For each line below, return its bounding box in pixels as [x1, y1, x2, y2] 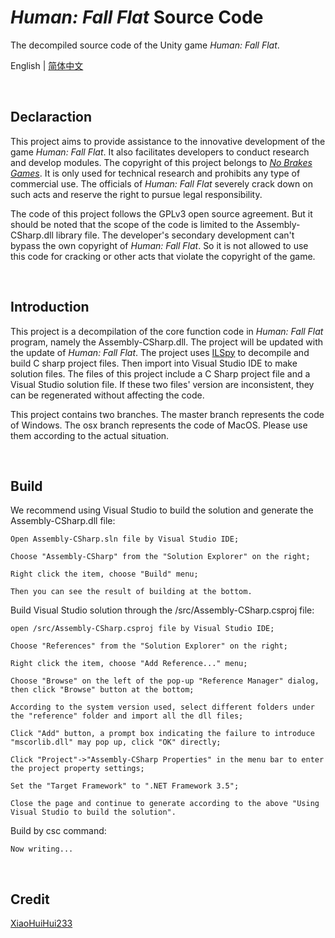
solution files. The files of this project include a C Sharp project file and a [10, 367, 311, 380]
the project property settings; [10, 764, 145, 774]
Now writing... [10, 844, 74, 855]
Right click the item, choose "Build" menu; [10, 569, 199, 580]
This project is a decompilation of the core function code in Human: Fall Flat [10, 325, 324, 337]
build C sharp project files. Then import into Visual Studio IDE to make [10, 357, 298, 369]
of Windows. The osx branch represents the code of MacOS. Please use [10, 419, 308, 431]
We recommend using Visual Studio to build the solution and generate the [10, 504, 314, 516]
